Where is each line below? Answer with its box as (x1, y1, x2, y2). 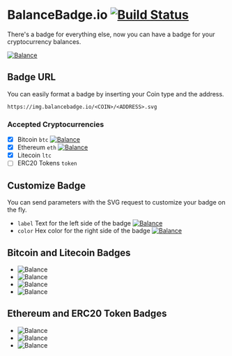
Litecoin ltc (17, 151, 52, 160)
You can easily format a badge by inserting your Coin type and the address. (7, 89, 224, 98)
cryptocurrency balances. (7, 37, 82, 45)
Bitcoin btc (17, 135, 49, 144)
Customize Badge (7, 179, 86, 191)
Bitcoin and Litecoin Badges (7, 246, 131, 258)
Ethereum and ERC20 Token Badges (7, 308, 167, 320)
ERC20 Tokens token (17, 159, 78, 168)
